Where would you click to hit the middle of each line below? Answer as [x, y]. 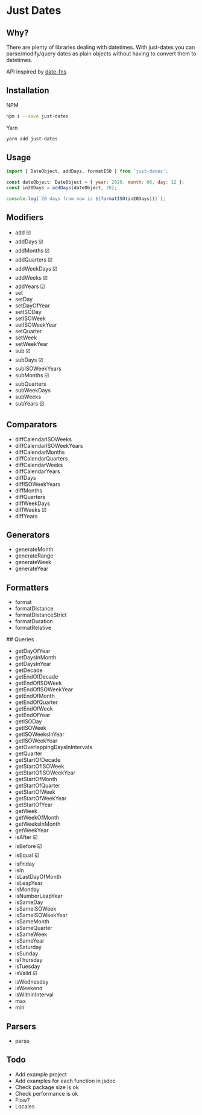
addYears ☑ [30, 286]
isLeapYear [29, 883]
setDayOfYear [32, 306]
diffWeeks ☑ [31, 509]
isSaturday [28, 947]
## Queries [20, 639]
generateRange [34, 556]
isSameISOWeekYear [41, 915]
